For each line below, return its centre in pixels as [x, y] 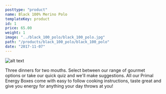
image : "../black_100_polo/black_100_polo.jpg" [55, 38]
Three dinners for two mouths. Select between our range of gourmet [75, 70]
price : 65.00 [19, 28]
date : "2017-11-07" [25, 47]
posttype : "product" [27, 10]
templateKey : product [28, 19]
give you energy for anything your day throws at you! [59, 86]
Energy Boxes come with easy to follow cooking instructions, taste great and [83, 81]
